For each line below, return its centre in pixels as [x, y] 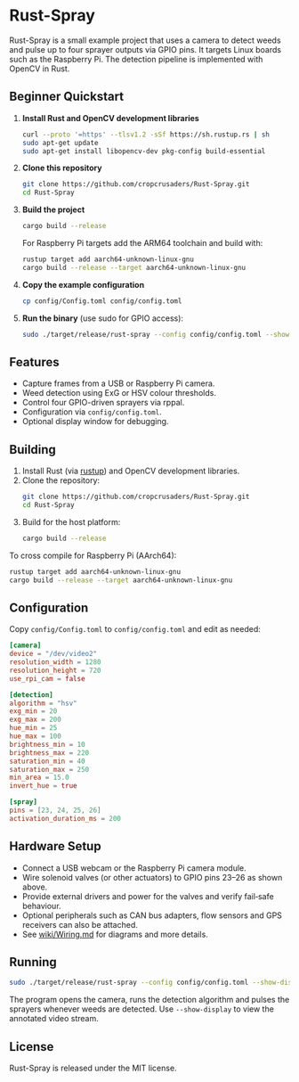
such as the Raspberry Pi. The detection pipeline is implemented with [136, 59]
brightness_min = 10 [48, 744]
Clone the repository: [61, 480]
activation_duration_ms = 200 [65, 818]
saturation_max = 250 [49, 769]
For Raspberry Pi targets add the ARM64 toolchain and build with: [142, 243]
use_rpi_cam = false [48, 678]
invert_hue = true [43, 786]
